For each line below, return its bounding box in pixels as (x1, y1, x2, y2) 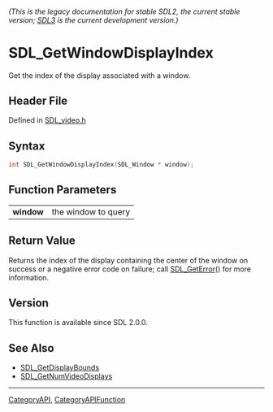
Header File (8, 93, 68, 107)
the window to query (51, 206, 131, 217)
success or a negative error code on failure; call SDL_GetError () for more (8, 264, 252, 274)
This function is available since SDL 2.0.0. (8, 318, 149, 327)
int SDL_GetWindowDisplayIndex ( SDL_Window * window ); (8, 161, 195, 169)
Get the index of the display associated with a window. (8, 70, 191, 80)
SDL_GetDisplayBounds (19, 362, 100, 373)
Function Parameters (8, 183, 117, 197)
